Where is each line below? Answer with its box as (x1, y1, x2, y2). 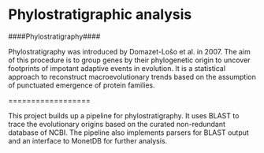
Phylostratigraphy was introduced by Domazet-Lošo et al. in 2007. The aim (8, 47, 251, 56)
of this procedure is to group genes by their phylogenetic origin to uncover (8, 55, 251, 65)
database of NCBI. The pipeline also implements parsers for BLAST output (8, 128, 250, 137)
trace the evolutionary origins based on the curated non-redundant (8, 119, 226, 129)
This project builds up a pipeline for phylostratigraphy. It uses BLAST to (8, 110, 240, 120)
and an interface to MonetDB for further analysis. (8, 136, 168, 145)
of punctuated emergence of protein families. (8, 80, 155, 90)
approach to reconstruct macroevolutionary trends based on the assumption (8, 72, 256, 81)
